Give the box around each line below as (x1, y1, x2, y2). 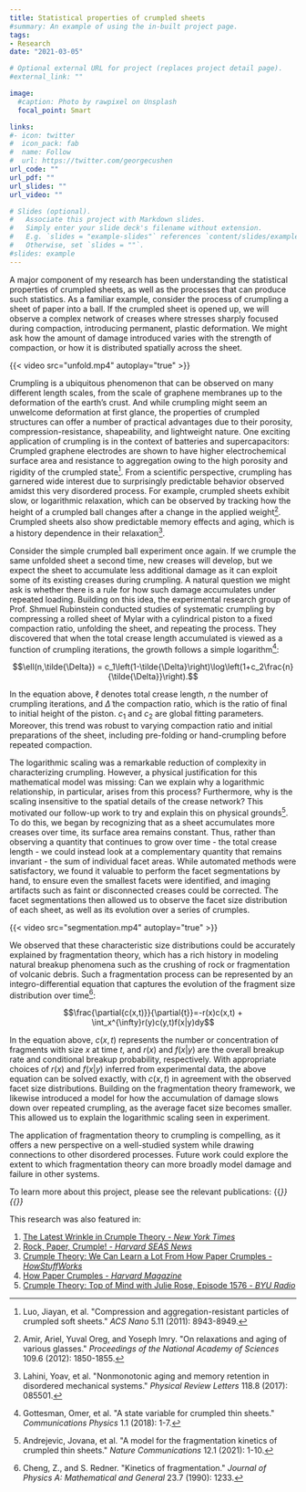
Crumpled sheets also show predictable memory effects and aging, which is (9, 516, 295, 527)
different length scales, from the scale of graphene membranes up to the (9, 387, 283, 398)
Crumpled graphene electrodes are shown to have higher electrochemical (9, 445, 287, 457)
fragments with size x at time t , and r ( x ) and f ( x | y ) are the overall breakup (9, 1045, 285, 1056)
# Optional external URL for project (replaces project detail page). (9, 64, 283, 73)
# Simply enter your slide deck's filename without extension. (9, 224, 262, 233)
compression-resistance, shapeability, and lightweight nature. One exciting (9, 426, 291, 436)
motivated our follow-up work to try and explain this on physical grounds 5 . (9, 805, 289, 818)
